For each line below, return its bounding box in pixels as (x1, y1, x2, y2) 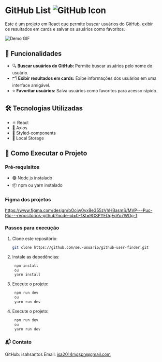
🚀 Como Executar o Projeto (5, 149, 88, 157)
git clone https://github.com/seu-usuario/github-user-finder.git (12, 245, 149, 250)
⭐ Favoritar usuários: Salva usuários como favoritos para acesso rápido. (12, 87, 158, 93)
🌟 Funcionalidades (5, 50, 62, 58)
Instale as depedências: (12, 254, 59, 259)
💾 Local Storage (12, 135, 44, 141)
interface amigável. (12, 82, 51, 88)
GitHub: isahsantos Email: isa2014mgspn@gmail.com (5, 351, 111, 357)
